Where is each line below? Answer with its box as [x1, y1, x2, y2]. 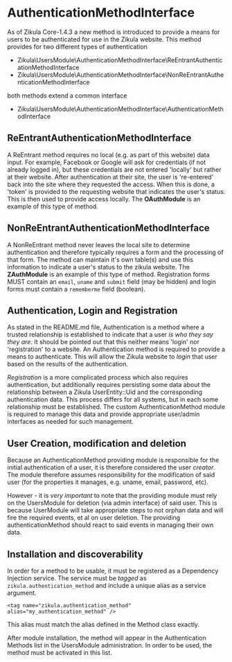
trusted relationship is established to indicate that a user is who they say [7, 330, 213, 339]
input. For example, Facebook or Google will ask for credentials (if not [7, 158, 206, 166]
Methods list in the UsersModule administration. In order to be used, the [7, 641, 213, 649]
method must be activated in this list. [7, 649, 112, 656]
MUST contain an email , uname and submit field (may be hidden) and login [7, 277, 216, 285]
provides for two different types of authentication [7, 42, 148, 51]
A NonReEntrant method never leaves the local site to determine [7, 240, 190, 249]
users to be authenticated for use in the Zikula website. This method [7, 35, 202, 43]
